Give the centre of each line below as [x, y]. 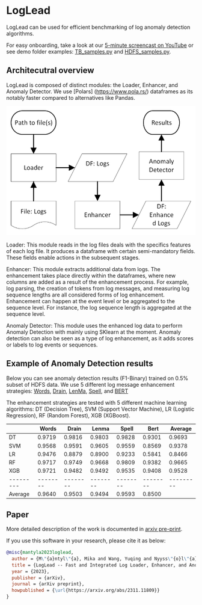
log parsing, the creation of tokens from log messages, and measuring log [98, 288]
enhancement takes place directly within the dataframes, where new [91, 275]
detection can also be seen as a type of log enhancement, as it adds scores [100, 338]
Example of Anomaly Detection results [80, 364]
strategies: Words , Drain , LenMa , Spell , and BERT [67, 391]
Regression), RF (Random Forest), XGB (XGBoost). [68, 415]
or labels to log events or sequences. [52, 345]
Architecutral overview [50, 71]
